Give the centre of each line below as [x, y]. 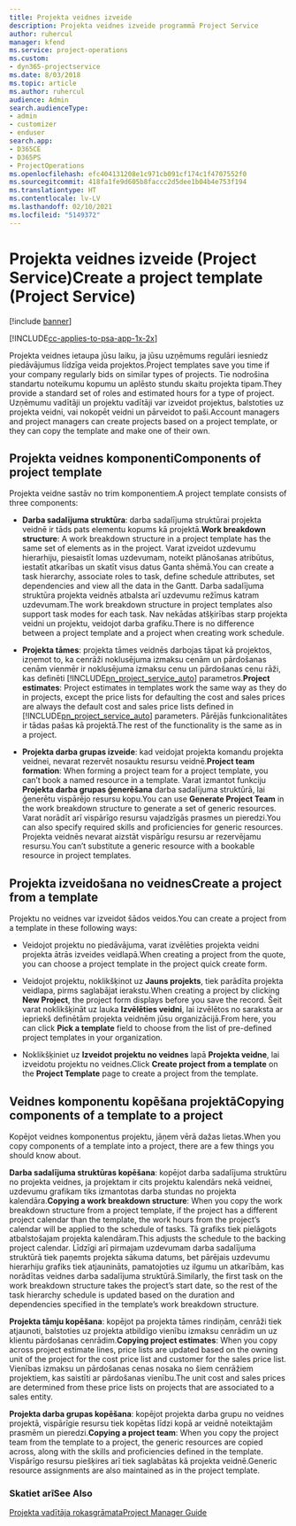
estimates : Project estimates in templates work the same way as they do [154, 688]
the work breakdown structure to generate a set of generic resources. [149, 809]
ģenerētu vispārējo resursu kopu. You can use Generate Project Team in [153, 799]
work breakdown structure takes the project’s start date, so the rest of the [144, 1286]
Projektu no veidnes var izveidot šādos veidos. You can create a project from [148, 918]
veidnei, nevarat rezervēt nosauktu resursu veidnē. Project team [138, 762]
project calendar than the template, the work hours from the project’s [135, 1220]
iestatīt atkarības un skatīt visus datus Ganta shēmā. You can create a [148, 567]
